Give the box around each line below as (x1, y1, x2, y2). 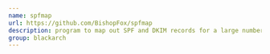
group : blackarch (8, 33, 67, 42)
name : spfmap (8, 11, 52, 20)
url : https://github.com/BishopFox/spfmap (8, 19, 153, 27)
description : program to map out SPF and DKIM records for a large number (8, 26, 264, 34)
